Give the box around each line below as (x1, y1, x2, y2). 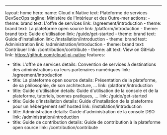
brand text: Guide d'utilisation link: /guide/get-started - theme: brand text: (5, 31, 156, 37)
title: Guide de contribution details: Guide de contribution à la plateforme (12, 119, 161, 125)
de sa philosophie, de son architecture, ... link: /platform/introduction (12, 83, 153, 88)
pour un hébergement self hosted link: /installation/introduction (12, 103, 142, 109)
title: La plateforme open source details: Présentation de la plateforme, (12, 77, 157, 83)
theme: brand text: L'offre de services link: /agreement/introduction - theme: (5, 20, 162, 26)
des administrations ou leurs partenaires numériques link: (12, 67, 130, 72)
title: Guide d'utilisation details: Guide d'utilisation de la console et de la (12, 88, 159, 93)
